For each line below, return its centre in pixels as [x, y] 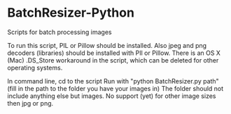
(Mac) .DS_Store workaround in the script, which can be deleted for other [113, 60]
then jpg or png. [30, 103]
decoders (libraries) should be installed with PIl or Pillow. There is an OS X [114, 53]
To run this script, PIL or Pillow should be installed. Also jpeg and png [107, 45]
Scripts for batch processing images [59, 32]
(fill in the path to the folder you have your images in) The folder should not [115, 88]
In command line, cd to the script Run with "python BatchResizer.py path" [113, 81]
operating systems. [35, 67]
